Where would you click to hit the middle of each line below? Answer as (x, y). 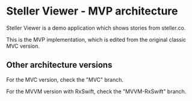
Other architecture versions (59, 65)
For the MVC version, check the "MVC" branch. (65, 79)
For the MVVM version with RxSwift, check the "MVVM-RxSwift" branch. (96, 91)
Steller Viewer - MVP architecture (92, 11)
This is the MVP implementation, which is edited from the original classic (96, 39)
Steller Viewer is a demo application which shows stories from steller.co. (96, 28)
